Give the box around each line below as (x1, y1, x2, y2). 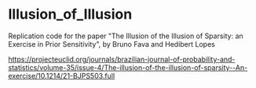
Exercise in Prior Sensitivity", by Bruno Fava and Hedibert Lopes (8, 39, 216, 48)
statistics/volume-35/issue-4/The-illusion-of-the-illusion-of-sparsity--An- (8, 62, 248, 72)
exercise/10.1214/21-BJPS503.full (8, 71, 115, 80)
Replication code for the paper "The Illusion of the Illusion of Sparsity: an (8, 31, 243, 40)
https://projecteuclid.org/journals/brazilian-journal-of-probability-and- (8, 55, 236, 64)
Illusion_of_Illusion (8, 5, 133, 23)
